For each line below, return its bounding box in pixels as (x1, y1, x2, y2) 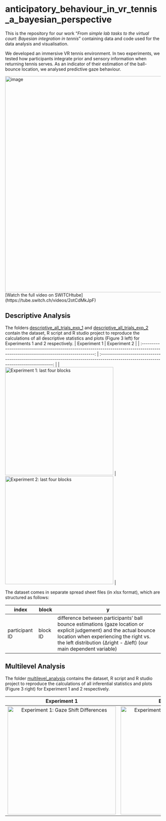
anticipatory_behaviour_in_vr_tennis (5, 3, 157, 15)
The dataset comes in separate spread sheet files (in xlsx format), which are (5, 589, 161, 595)
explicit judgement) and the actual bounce (57, 627, 156, 634)
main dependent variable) (57, 645, 118, 652)
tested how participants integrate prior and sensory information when (5, 55, 147, 61)
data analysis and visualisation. (5, 41, 69, 46)
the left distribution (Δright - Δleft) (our (57, 639, 148, 646)
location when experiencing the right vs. (57, 633, 151, 640)
